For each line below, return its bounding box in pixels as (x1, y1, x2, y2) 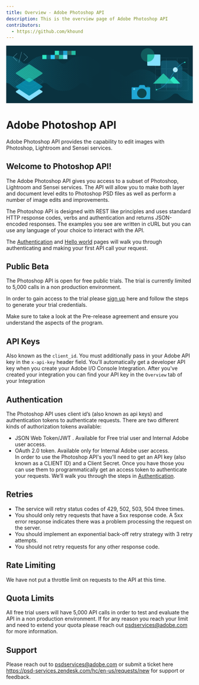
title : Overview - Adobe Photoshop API (6, 9, 105, 15)
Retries (6, 490, 34, 500)
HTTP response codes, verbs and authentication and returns (6, 214, 154, 221)
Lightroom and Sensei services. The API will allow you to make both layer (6, 183, 185, 191)
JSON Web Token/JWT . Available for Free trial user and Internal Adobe (14, 434, 189, 442)
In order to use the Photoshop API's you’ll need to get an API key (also (14, 453, 187, 460)
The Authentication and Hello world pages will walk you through (6, 238, 162, 245)
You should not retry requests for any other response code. (14, 543, 160, 550)
